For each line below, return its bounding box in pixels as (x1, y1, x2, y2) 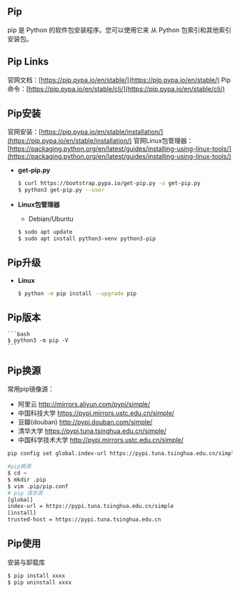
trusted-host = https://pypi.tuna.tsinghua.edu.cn (7, 516, 161, 524)
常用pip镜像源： (7, 385, 55, 394)
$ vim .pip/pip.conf (7, 482, 69, 490)
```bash (7, 331, 31, 338)
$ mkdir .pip (7, 476, 46, 483)
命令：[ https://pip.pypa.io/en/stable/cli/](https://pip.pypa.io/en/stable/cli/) (7, 84, 225, 93)
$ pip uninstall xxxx (7, 579, 72, 586)
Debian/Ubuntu (28, 214, 74, 224)
